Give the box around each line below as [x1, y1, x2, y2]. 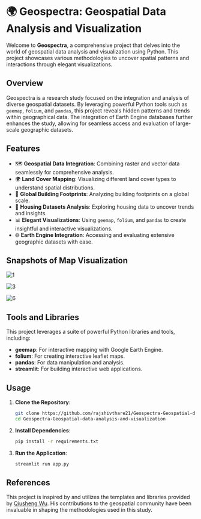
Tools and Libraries [6, 312, 79, 322]
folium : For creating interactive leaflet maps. [14, 352, 125, 360]
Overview [6, 78, 44, 88]
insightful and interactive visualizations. [14, 225, 113, 232]
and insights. [14, 209, 47, 217]
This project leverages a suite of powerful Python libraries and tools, [6, 328, 175, 336]
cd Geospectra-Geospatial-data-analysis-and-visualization [14, 416, 166, 422]
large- [176, 120, 191, 127]
